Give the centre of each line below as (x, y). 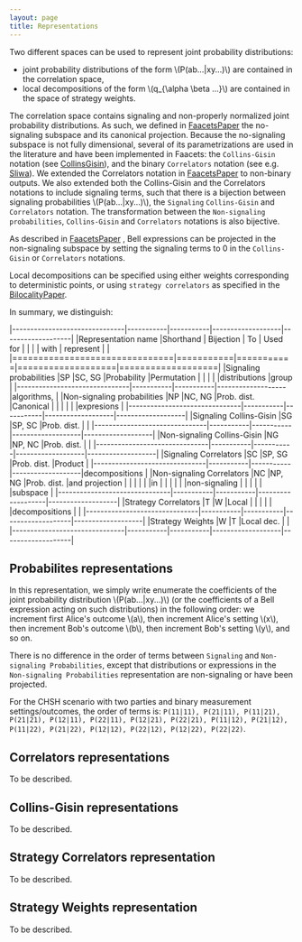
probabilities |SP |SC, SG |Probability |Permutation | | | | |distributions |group (151, 377)
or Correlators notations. (78, 257)
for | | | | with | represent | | (59, 348)
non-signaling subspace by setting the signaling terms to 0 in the (130, 248)
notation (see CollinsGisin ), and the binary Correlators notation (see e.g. (144, 163)
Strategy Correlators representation (112, 858)
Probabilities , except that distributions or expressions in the (163, 665)
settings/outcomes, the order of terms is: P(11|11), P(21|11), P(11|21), (145, 711)
